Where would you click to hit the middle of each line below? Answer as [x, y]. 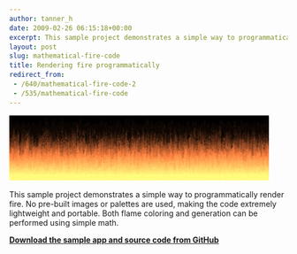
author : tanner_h [41, 19]
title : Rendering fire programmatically [85, 65]
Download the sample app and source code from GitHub [114, 240]
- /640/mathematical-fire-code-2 [75, 84]
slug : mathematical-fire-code [65, 56]
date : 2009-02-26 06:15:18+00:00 [71, 28]
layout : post [33, 47]
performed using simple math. [64, 222]
